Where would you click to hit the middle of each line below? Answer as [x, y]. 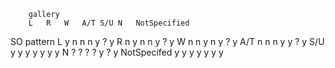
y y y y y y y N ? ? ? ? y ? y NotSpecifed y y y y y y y [117, 52]
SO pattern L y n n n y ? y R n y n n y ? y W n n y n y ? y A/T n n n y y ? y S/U [167, 41]
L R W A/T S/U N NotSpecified [109, 23]
